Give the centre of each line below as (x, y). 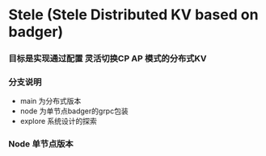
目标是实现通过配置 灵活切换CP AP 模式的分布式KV (108, 59)
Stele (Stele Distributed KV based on (133, 15)
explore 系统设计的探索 (58, 121)
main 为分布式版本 (51, 101)
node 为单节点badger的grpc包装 (74, 111)
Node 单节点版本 (41, 144)
